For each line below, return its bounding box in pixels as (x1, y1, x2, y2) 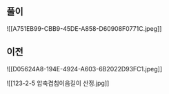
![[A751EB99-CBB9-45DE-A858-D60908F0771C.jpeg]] (6, 24, 162, 32)
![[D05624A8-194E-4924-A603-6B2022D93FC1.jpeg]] (6, 64, 163, 73)
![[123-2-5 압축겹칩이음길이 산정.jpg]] (6, 79, 110, 87)
